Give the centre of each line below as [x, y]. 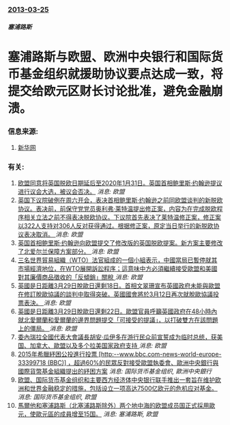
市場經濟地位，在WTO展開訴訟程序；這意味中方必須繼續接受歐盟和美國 [117, 269]
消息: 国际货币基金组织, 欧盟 [57, 397]
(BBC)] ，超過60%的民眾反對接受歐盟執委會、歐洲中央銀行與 [133, 363]
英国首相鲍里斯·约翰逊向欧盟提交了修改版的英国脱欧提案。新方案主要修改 [120, 243]
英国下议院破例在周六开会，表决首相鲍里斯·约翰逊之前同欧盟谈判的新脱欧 [120, 201]
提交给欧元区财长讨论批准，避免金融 [110, 91]
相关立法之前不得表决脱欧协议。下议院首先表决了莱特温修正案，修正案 [122, 218]
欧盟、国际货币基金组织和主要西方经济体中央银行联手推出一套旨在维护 [116, 380]
